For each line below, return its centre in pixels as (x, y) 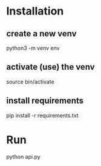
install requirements (45, 101)
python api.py (23, 156)
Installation (35, 11)
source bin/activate (30, 81)
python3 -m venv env (33, 48)
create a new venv (41, 34)
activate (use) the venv (50, 67)
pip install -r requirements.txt (42, 115)
